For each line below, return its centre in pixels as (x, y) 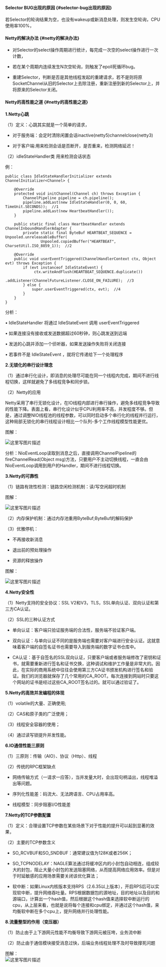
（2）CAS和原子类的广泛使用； (37, 714)
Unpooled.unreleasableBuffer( (36, 237)
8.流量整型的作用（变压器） (33, 922)
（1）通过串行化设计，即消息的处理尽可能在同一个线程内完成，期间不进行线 (82, 375)
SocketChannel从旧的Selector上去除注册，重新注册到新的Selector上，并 (86, 83)
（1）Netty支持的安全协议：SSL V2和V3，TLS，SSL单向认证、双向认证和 (80, 602)
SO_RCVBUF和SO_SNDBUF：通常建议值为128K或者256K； (72, 853)
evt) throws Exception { (31, 263)
